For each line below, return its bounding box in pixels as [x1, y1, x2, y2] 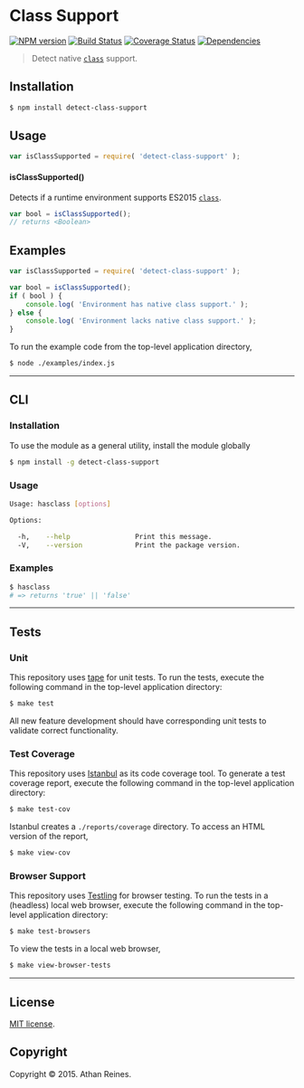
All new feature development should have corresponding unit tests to [9, 715, 267, 726]
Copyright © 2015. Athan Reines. [9, 1068, 132, 1079]
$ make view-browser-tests [9, 960, 111, 970]
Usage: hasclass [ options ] [9, 499, 111, 508]
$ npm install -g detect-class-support [9, 458, 160, 467]
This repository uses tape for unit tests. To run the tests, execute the [9, 672, 265, 683]
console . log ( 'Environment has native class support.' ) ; [25, 299, 249, 308]
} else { [9, 308, 43, 317]
